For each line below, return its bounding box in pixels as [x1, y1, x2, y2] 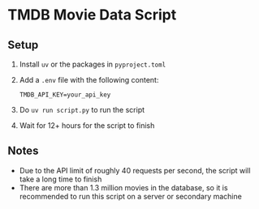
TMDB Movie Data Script [7, 6, 177, 24]
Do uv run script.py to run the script [19, 105, 145, 114]
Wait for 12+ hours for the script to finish [19, 121, 155, 130]
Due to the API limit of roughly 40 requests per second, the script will [19, 165, 251, 175]
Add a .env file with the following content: [19, 75, 159, 84]
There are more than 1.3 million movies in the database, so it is [19, 182, 228, 192]
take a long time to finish [19, 174, 102, 184]
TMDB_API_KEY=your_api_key [19, 91, 111, 99]
